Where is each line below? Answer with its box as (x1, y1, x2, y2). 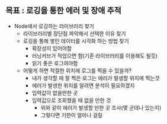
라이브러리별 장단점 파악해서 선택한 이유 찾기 (23, 30, 126, 37)
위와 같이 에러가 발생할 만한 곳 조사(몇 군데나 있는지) (40, 104, 162, 111)
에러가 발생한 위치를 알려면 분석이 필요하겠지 (31, 82, 135, 89)
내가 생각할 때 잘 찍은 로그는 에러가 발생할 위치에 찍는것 (31, 74, 160, 81)
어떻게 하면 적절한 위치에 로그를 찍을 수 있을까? (23, 67, 131, 74)
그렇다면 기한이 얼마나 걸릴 (40, 112, 103, 119)
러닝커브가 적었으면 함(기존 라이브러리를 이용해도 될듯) (31, 52, 158, 59)
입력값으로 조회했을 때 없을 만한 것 (31, 97, 111, 104)
